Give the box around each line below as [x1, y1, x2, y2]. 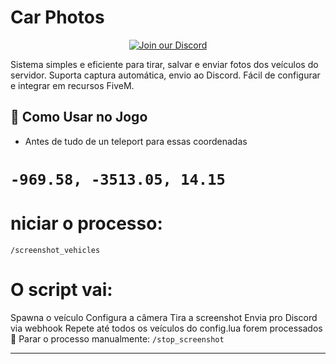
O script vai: [10, 279, 113, 301]
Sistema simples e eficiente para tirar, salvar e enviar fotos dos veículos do [10, 58, 319, 70]
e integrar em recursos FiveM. [10, 79, 135, 91]
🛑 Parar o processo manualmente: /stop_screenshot [10, 332, 225, 345]
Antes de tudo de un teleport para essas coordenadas [24, 135, 248, 147]
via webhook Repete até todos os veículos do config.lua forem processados [10, 322, 323, 334]
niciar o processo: [10, 212, 163, 235]
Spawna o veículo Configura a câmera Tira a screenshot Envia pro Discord [10, 311, 318, 323]
